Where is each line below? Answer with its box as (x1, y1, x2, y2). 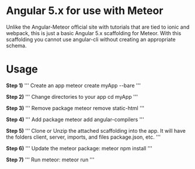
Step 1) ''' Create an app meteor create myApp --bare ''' (6, 82, 141, 89)
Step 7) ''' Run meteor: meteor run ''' (6, 156, 95, 163)
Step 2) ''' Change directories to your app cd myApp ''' (6, 93, 138, 100)
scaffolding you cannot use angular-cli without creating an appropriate (6, 36, 176, 43)
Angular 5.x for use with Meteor (6, 4, 163, 18)
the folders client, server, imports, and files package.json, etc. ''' (6, 133, 161, 140)
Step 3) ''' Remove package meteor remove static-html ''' (6, 104, 145, 112)
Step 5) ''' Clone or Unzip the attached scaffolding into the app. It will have (6, 127, 186, 134)
